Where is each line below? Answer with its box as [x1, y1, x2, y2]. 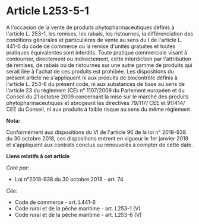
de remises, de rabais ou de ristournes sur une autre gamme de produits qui [6, 61, 192, 69]
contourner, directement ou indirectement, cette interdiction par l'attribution [6, 55, 192, 62]
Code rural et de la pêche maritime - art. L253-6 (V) [14, 211, 142, 218]
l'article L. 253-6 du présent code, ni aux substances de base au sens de [6, 80, 185, 87]
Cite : [6, 187, 18, 194]
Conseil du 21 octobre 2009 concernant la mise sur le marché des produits [6, 93, 189, 100]
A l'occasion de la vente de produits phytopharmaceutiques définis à [6, 24, 175, 31]
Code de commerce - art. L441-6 [14, 199, 96, 206]
